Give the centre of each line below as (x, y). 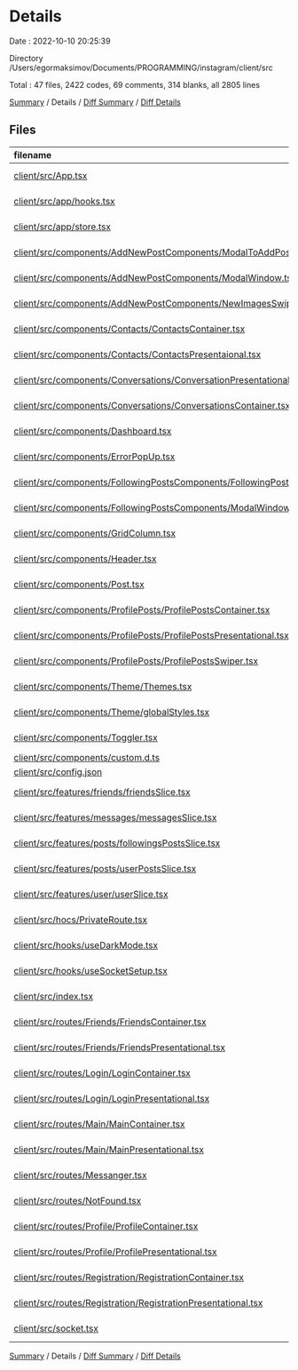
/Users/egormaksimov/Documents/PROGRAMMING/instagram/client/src (141, 68)
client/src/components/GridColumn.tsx (94, 533)
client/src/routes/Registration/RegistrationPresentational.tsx (138, 1302)
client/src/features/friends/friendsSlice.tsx (102, 792)
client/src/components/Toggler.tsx (86, 737)
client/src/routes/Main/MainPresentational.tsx (109, 1150)
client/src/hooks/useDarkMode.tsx (86, 945)
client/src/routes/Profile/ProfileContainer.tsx (106, 1226)
